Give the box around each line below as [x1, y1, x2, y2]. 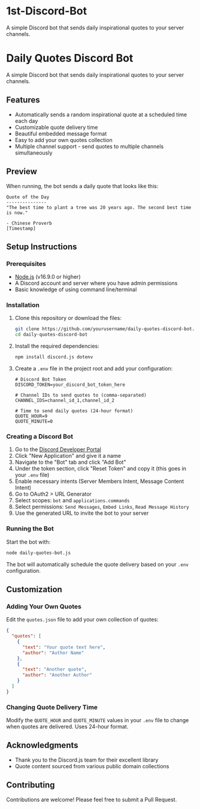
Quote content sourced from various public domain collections [14, 762, 169, 769]
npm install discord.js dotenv [14, 354, 93, 360]
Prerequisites [6, 259, 46, 268]
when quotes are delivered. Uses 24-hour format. [6, 723, 129, 730]
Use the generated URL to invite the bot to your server [14, 509, 149, 517]
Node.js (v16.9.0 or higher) [14, 273, 81, 280]
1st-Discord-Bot [6, 4, 87, 18]
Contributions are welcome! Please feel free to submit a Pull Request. [6, 796, 177, 803]
